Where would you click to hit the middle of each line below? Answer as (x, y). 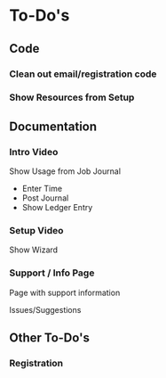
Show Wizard (34, 250)
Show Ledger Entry (57, 208)
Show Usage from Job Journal (65, 171)
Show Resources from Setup (72, 97)
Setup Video (36, 231)
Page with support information (65, 292)
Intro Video (34, 152)
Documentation (53, 126)
